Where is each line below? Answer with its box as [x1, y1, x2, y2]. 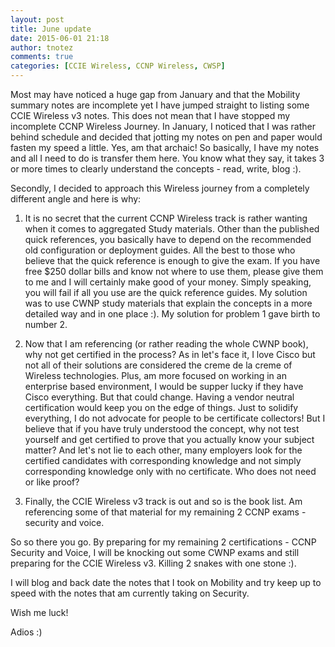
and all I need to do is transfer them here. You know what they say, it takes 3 [10, 152, 325, 164]
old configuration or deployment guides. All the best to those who [24, 244, 296, 256]
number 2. [24, 319, 68, 330]
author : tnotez [10, 42, 74, 53]
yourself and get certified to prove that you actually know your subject [24, 434, 315, 445]
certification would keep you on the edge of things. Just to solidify [24, 402, 299, 413]
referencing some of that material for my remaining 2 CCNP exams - [24, 506, 307, 518]
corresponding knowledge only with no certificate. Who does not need [24, 466, 317, 477]
